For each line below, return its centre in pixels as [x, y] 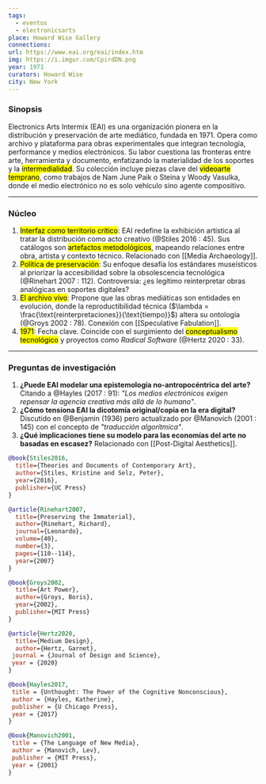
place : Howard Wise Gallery [55, 38]
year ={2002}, [37, 605]
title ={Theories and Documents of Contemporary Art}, [106, 466]
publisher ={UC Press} [51, 487]
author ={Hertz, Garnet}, [56, 648]
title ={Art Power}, [47, 590]
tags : [17, 15]
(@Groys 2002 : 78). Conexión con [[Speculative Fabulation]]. [120, 323]
